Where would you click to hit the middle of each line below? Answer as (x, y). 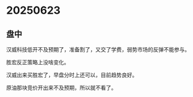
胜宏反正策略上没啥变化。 (38, 62)
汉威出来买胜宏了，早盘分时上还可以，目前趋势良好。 (72, 75)
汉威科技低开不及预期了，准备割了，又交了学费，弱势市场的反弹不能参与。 (98, 49)
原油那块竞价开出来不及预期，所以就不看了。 (61, 88)
